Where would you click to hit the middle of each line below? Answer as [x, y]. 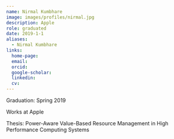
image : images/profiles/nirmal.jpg [50, 17]
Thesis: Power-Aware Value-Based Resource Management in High [87, 123]
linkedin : [24, 78]
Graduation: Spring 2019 [36, 100]
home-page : [25, 56]
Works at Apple [25, 112]
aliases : [17, 39]
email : [20, 61]
